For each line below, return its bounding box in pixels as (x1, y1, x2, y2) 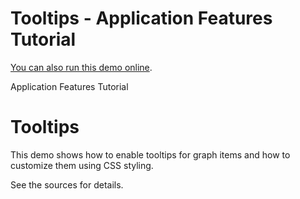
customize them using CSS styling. (10, 159, 154, 171)
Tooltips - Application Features (10, 7, 273, 30)
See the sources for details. (10, 178, 124, 191)
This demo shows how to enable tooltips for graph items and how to (10, 148, 291, 161)
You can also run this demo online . (10, 61, 153, 73)
